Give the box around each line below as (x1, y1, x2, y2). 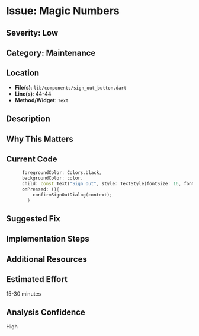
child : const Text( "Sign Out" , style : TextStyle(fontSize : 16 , (21, 181, 182, 187)
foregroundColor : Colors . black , (21, 170, 102, 176)
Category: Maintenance (6, 47, 96, 58)
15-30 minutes (6, 290, 41, 297)
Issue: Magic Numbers (6, 4, 120, 18)
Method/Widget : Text (14, 96, 69, 103)
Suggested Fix (6, 214, 61, 224)
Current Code (6, 154, 57, 164)
